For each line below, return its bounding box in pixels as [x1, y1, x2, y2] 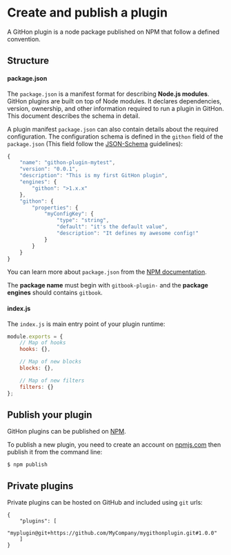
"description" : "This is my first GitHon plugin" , [19, 172, 168, 179]
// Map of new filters [19, 377, 85, 384]
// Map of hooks [19, 339, 67, 346]
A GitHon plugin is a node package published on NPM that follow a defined [7, 28, 220, 36]
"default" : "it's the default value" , [56, 223, 168, 230]
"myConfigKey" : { [43, 210, 94, 218]
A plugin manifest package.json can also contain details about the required [7, 125, 219, 133]
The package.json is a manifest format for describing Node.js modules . [7, 90, 210, 98]
